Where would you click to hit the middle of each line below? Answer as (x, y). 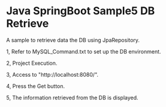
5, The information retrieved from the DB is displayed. (73, 97)
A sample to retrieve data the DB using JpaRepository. (73, 40)
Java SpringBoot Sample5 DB (81, 11)
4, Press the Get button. (36, 86)
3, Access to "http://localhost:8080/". (52, 74)
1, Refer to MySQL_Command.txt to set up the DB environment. (84, 51)
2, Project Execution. (32, 63)
